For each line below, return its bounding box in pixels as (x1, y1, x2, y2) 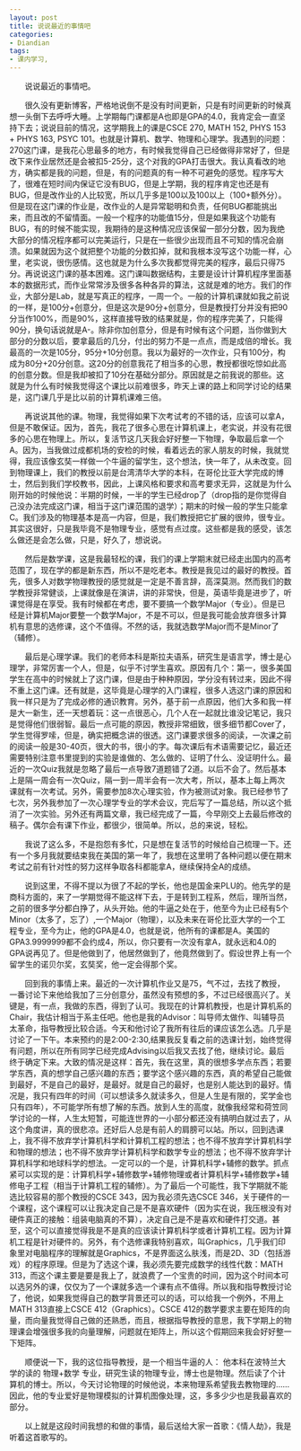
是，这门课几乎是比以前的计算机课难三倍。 (9, 392, 167, 403)
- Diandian (9, 38, 50, 48)
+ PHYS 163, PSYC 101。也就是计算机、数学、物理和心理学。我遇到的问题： (9, 134, 288, 144)
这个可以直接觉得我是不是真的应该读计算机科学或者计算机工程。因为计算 (24, 1225, 292, 1235)
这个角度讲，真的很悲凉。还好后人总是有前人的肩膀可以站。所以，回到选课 (9, 1124, 284, 1135)
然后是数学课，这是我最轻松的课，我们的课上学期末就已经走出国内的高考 (24, 553, 292, 564)
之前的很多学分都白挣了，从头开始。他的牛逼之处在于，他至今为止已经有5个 (9, 903, 289, 913)
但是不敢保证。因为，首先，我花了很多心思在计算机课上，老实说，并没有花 (9, 422, 284, 432)
